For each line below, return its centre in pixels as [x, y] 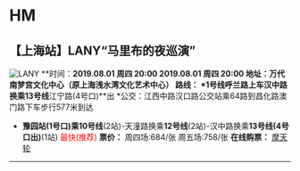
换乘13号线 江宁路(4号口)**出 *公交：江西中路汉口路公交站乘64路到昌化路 [144, 96]
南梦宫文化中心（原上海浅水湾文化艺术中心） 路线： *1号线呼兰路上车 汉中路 [149, 85]
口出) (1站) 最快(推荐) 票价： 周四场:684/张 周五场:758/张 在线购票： [146, 137]
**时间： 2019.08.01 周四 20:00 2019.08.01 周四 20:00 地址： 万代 [163, 73]
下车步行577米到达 [59, 107]
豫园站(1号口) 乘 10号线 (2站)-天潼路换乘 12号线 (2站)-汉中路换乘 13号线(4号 [155, 126]
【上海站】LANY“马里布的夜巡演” [103, 50]
